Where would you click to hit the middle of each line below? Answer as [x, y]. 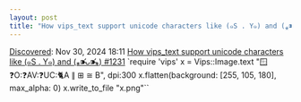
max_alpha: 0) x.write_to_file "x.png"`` [79, 88]
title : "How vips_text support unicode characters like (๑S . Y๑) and [143, 26]
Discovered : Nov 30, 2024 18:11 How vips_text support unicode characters [146, 51]
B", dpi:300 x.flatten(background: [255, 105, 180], [186, 75]
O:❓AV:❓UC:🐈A [39, 75]
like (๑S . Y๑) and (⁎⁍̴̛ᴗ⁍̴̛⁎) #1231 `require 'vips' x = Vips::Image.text [132, 61]
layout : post [34, 17]
